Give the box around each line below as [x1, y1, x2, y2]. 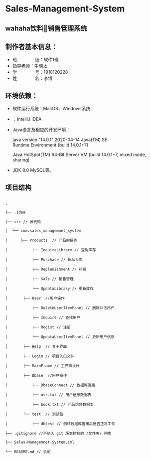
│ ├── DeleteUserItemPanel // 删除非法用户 [5, 306, 115, 310]
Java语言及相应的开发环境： [12, 127, 71, 133]
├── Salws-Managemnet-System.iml [5, 440, 75, 445]
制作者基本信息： [5, 42, 58, 51]
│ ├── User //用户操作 [5, 296, 65, 301]
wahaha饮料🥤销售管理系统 [5, 24, 87, 32]
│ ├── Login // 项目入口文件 [5, 354, 75, 359]
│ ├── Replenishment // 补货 [5, 267, 87, 272]
